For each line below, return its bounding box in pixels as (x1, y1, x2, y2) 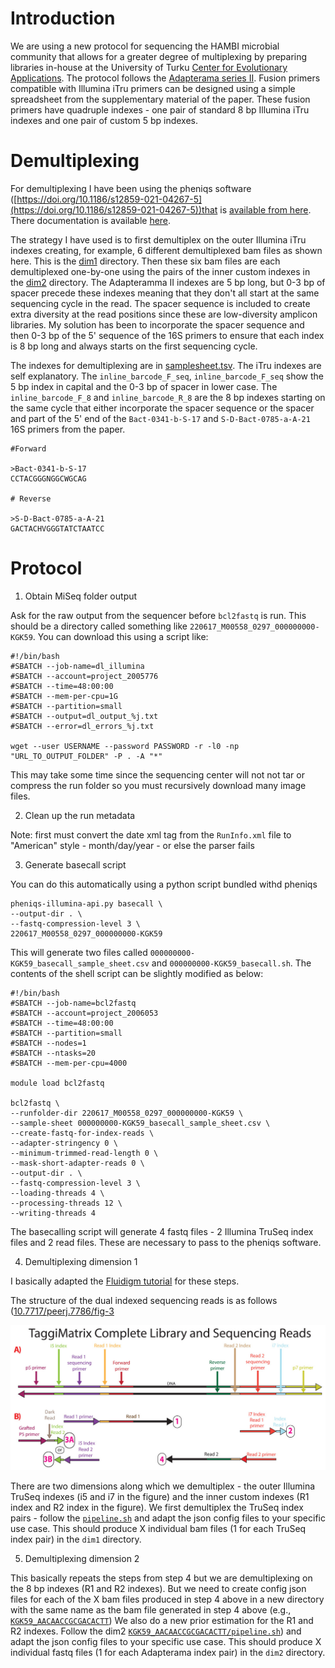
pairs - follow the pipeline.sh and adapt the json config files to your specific (10, 1512, 326, 1524)
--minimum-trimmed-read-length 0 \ (10, 1148, 159, 1158)
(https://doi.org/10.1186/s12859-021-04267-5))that (10, 203, 218, 216)
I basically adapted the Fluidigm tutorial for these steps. (10, 1275, 240, 1287)
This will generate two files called (10, 946, 148, 958)
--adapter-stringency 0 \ (10, 1138, 118, 1148)
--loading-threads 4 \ (10, 1188, 105, 1198)
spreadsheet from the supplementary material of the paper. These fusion (10, 93, 311, 105)
